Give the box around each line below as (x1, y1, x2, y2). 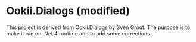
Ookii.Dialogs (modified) (6, 4, 130, 18)
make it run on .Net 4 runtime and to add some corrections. (6, 30, 152, 37)
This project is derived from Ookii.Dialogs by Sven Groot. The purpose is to (6, 24, 191, 31)
